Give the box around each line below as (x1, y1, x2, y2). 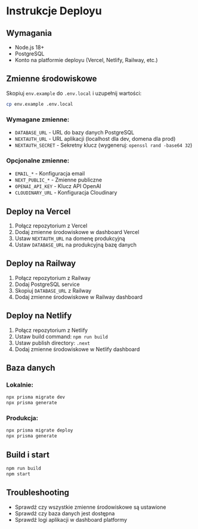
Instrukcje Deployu (6, 4, 103, 18)
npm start (6, 470, 31, 477)
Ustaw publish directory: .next (14, 339, 91, 346)
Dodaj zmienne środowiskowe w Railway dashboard (14, 293, 143, 300)
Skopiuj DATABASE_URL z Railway (14, 287, 92, 294)
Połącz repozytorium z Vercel (14, 222, 88, 229)
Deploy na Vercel (6, 206, 71, 216)
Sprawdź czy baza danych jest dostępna (14, 509, 115, 517)
